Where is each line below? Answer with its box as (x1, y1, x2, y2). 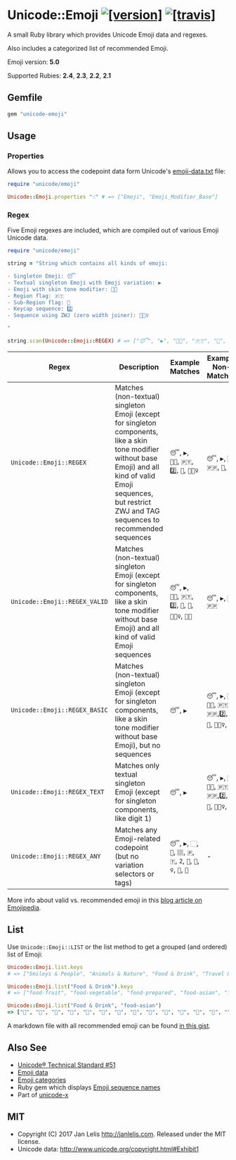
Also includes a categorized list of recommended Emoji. (7, 44, 169, 52)
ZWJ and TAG (114, 506, 160, 516)
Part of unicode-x (17, 1090, 69, 1099)
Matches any (114, 825, 158, 834)
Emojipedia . (7, 903, 41, 912)
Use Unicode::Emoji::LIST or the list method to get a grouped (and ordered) (7, 942, 228, 951)
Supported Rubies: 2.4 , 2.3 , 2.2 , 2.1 (7, 71, 111, 80)
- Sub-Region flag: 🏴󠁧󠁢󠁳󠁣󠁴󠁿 (7, 299, 71, 306)
